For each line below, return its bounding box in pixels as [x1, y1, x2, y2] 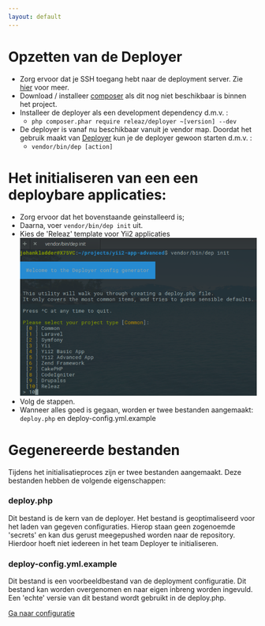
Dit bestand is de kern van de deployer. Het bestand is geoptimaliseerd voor [8, 513, 256, 522]
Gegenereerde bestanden [8, 441, 180, 459]
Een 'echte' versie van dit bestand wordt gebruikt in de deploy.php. [8, 594, 226, 603]
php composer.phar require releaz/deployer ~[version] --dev [31, 117, 237, 126]
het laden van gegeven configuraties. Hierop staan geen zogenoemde [8, 522, 236, 531]
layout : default [8, 13, 62, 21]
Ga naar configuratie [8, 609, 75, 618]
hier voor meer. [19, 82, 69, 92]
